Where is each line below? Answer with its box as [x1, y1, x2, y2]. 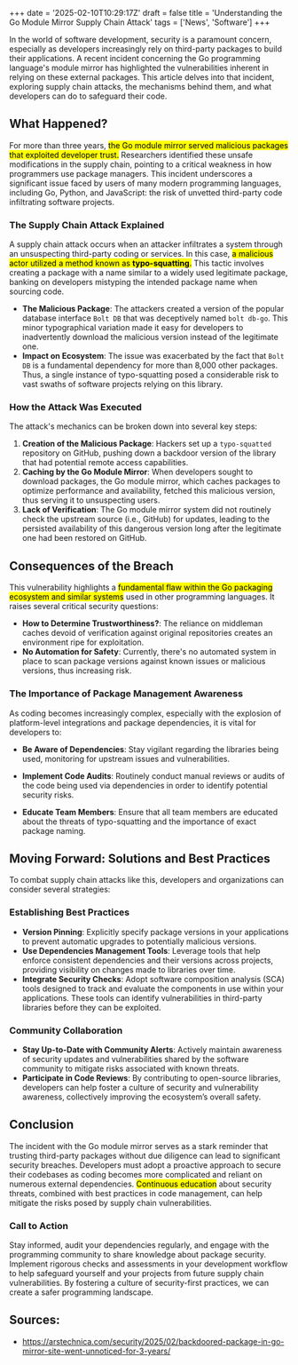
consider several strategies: [9, 884, 111, 895]
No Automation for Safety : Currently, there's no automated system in [21, 647, 277, 657]
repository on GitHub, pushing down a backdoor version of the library [21, 448, 277, 458]
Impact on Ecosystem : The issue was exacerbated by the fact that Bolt [21, 351, 285, 361]
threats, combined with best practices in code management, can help [9, 1187, 263, 1198]
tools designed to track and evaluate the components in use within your [21, 983, 284, 994]
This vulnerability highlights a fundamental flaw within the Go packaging [9, 582, 273, 593]
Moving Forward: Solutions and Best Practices [9, 851, 271, 866]
